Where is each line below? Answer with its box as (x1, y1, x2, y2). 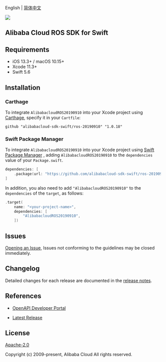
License (5, 329, 30, 337)
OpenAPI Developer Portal (12, 305, 66, 311)
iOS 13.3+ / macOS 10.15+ (12, 59, 65, 65)
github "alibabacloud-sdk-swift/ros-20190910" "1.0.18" (5, 124, 123, 129)
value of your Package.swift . (5, 158, 63, 163)
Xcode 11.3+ (12, 64, 37, 70)
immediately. (5, 250, 31, 256)
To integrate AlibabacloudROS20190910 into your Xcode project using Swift (5, 147, 155, 153)
